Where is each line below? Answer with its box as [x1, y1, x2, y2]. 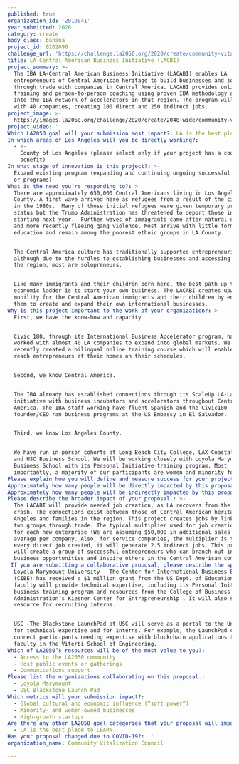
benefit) [20, 156, 46, 164]
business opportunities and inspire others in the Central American [14, 555, 221, 562]
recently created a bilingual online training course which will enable [14, 346, 234, 353]
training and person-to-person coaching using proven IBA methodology [14, 90, 228, 97]
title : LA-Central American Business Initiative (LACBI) [7, 57, 180, 64]
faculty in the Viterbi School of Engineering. [14, 640, 158, 647]
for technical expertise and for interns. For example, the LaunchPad [14, 627, 228, 634]
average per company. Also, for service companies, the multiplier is [14, 535, 228, 542]
